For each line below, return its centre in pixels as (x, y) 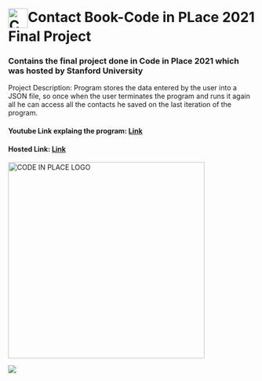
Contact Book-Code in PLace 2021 (141, 17)
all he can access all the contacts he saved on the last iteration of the (120, 104)
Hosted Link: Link (37, 148)
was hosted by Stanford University (76, 71)
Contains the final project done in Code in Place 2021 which (124, 61)
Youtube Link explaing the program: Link (75, 131)
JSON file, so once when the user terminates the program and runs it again (129, 96)
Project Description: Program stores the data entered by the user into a (123, 88)
